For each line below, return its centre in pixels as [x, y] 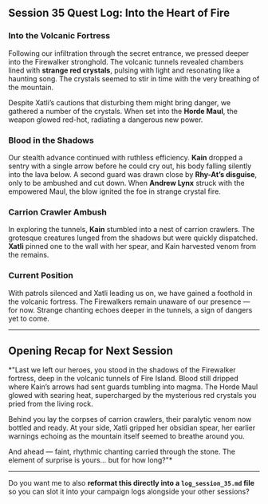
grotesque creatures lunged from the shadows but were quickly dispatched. [133, 238]
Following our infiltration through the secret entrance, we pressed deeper [129, 53]
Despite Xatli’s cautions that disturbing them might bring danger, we [120, 102]
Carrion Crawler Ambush [58, 212]
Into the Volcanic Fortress [59, 36]
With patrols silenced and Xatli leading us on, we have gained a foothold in [130, 293]
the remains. [29, 255]
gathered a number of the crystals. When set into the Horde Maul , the [123, 111]
